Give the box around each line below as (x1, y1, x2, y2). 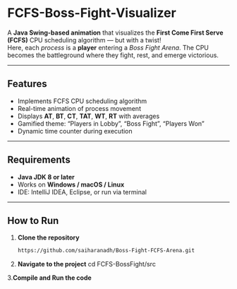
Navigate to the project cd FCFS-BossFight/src (17, 260, 157, 269)
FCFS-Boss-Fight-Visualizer (7, 5, 176, 21)
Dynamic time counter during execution (17, 126, 133, 135)
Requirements (7, 154, 71, 166)
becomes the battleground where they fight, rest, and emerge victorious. (7, 51, 219, 59)
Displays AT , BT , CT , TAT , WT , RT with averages (17, 112, 160, 120)
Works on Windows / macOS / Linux (17, 180, 125, 189)
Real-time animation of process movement (17, 104, 141, 112)
